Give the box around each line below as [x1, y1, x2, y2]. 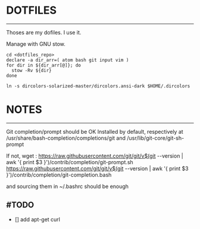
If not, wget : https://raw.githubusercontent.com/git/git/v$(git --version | [6, 152, 183, 159]
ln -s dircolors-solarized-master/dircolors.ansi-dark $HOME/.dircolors [6, 83, 190, 89]
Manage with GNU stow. [6, 40, 65, 48]
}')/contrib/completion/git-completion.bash [6, 171, 112, 178]
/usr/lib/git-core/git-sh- [127, 134, 185, 142]
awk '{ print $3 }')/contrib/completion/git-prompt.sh [6, 158, 134, 165]
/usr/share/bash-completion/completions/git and [6, 134, 126, 142]
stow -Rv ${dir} [11, 67, 52, 73]
